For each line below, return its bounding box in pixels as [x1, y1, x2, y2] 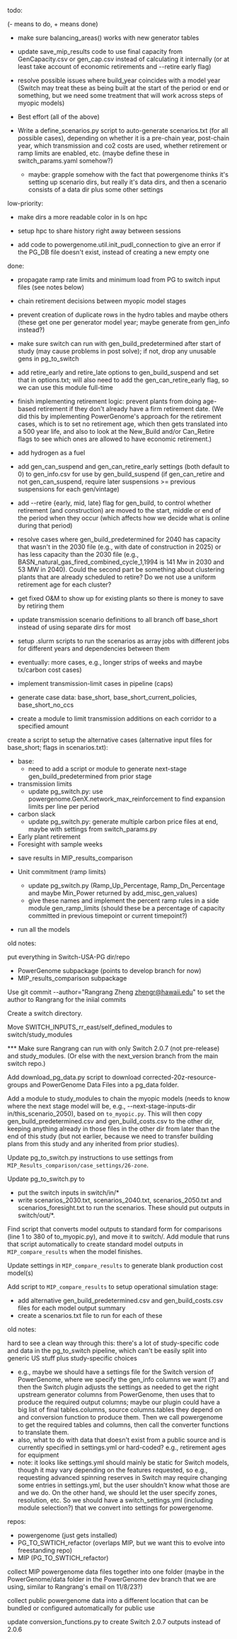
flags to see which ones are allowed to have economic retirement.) [17, 435, 212, 443]
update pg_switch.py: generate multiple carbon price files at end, [28, 817, 219, 826]
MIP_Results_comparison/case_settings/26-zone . [7, 1161, 149, 1169]
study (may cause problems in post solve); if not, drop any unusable [17, 347, 216, 355]
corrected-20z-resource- [142, 1073, 217, 1082]
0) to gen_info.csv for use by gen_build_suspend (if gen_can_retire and [17, 470, 225, 478]
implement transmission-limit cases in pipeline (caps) [17, 680, 173, 687]
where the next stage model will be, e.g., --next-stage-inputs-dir [7, 1102, 196, 1110]
